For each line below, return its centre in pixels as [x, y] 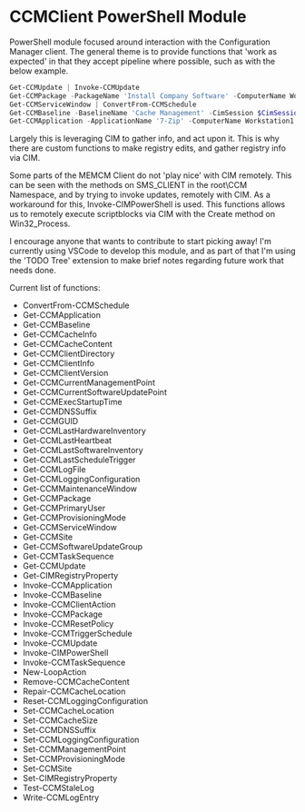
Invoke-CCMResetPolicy [68, 624]
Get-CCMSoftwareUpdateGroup [83, 547]
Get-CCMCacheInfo [59, 334]
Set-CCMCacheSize [60, 720]
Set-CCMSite [47, 768]
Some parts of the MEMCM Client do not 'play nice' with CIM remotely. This [151, 175]
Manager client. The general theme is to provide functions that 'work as [143, 51]
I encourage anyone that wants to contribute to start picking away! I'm [141, 242]
